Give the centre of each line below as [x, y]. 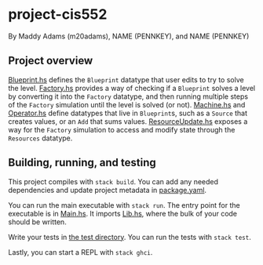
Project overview [51, 61]
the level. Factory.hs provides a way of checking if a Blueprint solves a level [132, 88]
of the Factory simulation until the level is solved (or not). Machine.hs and [127, 104]
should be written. [37, 222]
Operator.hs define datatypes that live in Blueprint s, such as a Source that [128, 113]
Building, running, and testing [82, 163]
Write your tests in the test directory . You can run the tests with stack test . [130, 237]
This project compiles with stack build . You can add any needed [113, 181]
